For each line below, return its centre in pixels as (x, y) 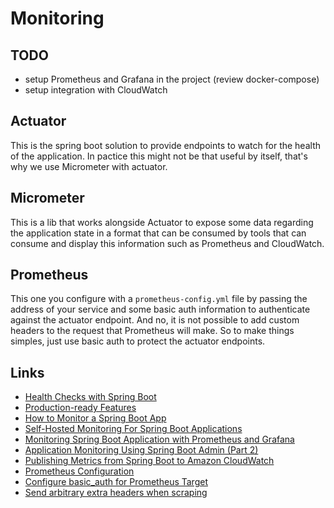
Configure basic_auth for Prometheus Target (116, 482)
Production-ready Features (80, 408)
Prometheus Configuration (79, 471)
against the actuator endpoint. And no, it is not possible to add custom (155, 320)
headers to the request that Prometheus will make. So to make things (152, 331)
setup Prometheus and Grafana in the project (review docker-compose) (172, 79)
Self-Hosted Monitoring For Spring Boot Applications (133, 429)
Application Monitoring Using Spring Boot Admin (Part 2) (141, 450)
